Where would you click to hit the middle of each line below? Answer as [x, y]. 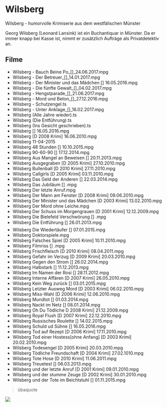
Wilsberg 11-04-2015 [34, 141]
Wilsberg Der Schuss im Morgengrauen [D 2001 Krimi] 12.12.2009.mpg [86, 211]
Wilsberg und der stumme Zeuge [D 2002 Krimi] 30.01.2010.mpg [79, 374]
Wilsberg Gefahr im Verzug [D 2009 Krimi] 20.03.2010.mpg [74, 257]
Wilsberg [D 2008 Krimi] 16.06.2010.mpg [55, 136]
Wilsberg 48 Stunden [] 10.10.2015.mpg [53, 147]
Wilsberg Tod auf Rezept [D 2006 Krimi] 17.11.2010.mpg [69, 331]
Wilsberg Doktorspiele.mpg [41, 235]
